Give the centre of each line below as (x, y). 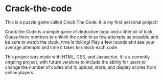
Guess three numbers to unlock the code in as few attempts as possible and (82, 37)
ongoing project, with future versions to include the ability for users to (75, 62)
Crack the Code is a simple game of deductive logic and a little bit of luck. (80, 31)
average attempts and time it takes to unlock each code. (62, 47)
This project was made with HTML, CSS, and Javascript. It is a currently (78, 56)
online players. (20, 72)
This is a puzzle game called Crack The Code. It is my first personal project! (81, 22)
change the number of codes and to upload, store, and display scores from (81, 67)
